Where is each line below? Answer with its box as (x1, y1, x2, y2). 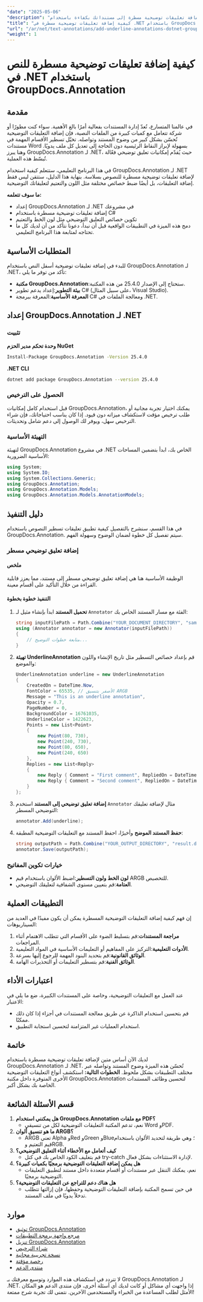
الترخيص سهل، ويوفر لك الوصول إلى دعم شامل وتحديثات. (7, 417, 136, 424)
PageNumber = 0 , (27, 705, 67, 711)
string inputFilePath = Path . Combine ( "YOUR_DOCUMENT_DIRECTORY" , (15, 620, 183, 626)
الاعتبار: (7, 998, 23, 1005)
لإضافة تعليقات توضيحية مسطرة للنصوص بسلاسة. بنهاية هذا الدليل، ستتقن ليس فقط (7, 173, 195, 180)
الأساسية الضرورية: (7, 452, 50, 459)
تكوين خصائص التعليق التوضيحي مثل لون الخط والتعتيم (15, 215, 137, 223)
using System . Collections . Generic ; (7, 475, 96, 481)
